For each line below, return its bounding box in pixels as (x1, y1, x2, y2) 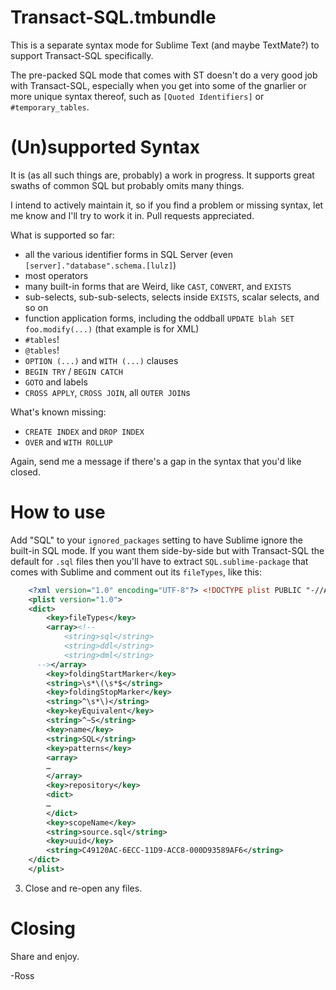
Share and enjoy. (10, 950, 80, 962)
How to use (10, 501, 106, 524)
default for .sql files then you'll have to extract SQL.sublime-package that (10, 555, 309, 567)
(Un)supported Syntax (10, 136, 201, 159)
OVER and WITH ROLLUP (24, 436, 113, 448)
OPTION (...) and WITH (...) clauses (24, 354, 179, 366)
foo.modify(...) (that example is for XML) (24, 322, 200, 335)
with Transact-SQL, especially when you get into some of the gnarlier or (10, 79, 307, 91)
